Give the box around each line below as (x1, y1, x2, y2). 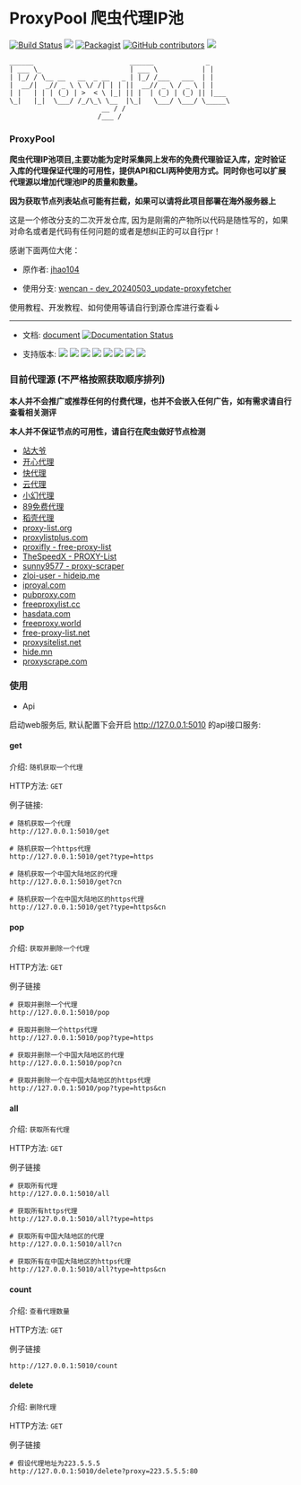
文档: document (21, 329, 81, 341)
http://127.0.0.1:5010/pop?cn (9, 1059, 123, 1068)
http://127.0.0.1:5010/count (9, 1361, 118, 1370)
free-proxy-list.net (21, 627, 90, 638)
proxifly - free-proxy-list (21, 541, 112, 552)
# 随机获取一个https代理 (9, 844, 91, 853)
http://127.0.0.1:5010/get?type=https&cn (9, 903, 167, 912)
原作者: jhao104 (21, 264, 80, 275)
